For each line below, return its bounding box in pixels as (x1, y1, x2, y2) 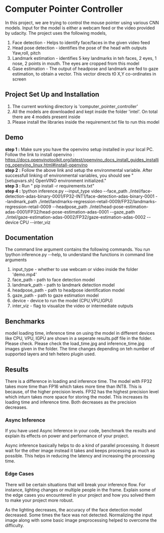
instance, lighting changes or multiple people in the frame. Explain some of (5, 487, 156, 493)
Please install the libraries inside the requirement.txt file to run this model (12, 119, 160, 125)
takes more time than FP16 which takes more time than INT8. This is (5, 384, 142, 389)
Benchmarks (5, 317, 45, 325)
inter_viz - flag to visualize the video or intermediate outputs (12, 303, 134, 309)
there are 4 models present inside (12, 114, 81, 120)
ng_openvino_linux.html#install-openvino (5, 162, 88, 168)
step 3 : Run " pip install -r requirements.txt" (5, 183, 94, 188)
